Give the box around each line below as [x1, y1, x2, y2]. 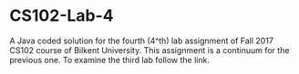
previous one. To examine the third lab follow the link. [9, 54, 210, 65]
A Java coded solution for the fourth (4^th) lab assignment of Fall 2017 [9, 35, 273, 46]
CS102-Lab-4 [9, 5, 114, 26]
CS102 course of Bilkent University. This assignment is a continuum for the [9, 44, 290, 55]
